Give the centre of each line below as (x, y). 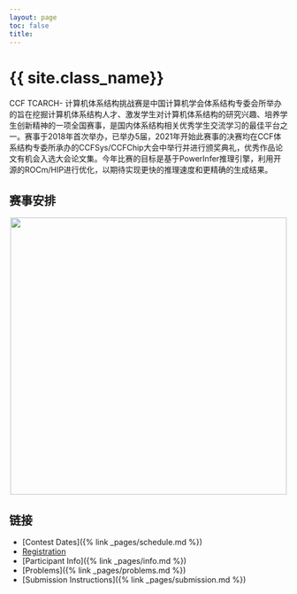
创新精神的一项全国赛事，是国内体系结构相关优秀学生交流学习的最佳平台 (148, 126)
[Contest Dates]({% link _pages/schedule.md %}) (112, 542)
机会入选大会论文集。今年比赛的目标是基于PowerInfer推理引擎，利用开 (153, 159)
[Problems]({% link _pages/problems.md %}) (104, 570)
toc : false (29, 26)
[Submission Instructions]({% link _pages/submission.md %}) (134, 579)
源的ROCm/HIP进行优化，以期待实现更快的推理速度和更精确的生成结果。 (141, 170)
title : (21, 34)
